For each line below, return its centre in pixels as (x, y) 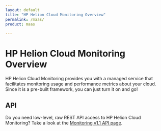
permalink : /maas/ (25, 19)
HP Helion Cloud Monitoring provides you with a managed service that (79, 79)
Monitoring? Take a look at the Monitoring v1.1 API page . (64, 123)
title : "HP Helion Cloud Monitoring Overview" (56, 15)
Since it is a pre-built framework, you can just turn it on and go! (72, 89)
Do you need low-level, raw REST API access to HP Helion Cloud (73, 118)
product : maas (20, 24)
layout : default (22, 10)
